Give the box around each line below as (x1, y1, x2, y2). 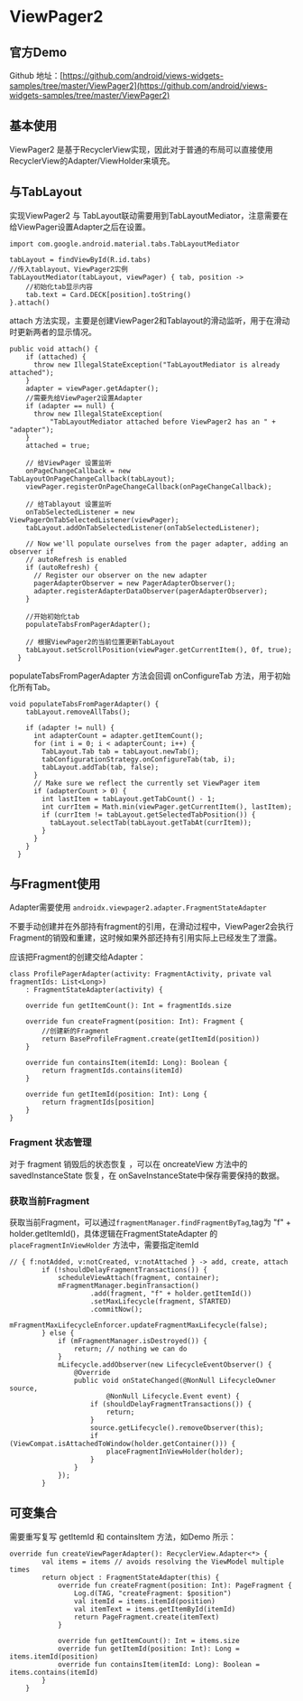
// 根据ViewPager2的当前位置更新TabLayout (25, 637, 176, 647)
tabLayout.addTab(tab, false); (41, 762, 160, 771)
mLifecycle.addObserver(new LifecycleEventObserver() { (57, 1360, 272, 1369)
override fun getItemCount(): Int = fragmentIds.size (25, 1001, 232, 1011)
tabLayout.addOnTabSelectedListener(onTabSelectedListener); (25, 523, 260, 532)
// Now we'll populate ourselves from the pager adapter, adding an (25, 539, 289, 548)
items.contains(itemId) (9, 1668, 99, 1677)
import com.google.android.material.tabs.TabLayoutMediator (9, 239, 241, 248)
